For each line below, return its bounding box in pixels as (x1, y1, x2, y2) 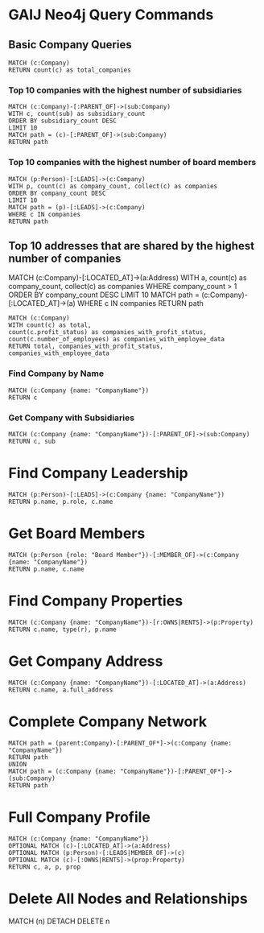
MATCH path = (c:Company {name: (8, 767, 117, 775)
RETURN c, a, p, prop (8, 863, 81, 871)
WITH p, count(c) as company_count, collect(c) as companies (8, 182, 218, 190)
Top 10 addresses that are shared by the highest (8, 239, 255, 253)
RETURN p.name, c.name (8, 565, 85, 573)
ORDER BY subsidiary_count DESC (8, 117, 117, 126)
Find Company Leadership (8, 464, 188, 482)
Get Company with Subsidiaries (8, 412, 135, 423)
